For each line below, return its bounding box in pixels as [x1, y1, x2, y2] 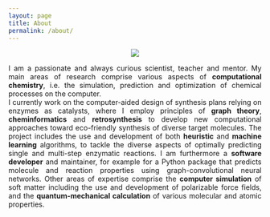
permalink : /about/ [8, 26, 74, 34]
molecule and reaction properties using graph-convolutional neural [8, 166, 262, 175]
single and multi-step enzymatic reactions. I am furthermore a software [8, 149, 262, 159]
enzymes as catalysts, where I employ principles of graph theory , [8, 106, 263, 116]
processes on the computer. [8, 89, 102, 98]
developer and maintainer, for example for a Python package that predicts [8, 157, 262, 167]
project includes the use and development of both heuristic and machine [8, 131, 262, 141]
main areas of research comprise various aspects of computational [8, 72, 262, 82]
